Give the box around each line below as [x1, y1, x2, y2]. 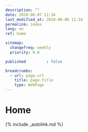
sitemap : [5, 40, 24, 46]
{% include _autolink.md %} [5, 121, 64, 127]
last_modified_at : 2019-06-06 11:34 [5, 17, 83, 22]
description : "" [5, 7, 40, 13]
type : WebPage [14, 83, 44, 88]
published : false [5, 59, 63, 64]
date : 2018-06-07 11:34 [5, 12, 56, 17]
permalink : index [5, 21, 42, 27]
